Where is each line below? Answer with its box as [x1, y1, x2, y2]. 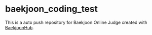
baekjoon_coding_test [5, 3, 98, 15]
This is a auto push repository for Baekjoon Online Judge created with [5, 19, 148, 25]
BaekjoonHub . [5, 24, 34, 30]
